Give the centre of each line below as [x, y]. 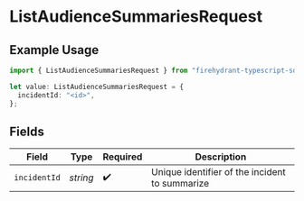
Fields [27, 131]
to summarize [180, 184]
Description [221, 157]
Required [123, 157]
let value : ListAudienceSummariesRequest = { [96, 87]
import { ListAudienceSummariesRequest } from [99, 70]
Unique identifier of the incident [218, 172]
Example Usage [54, 50]
